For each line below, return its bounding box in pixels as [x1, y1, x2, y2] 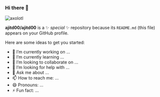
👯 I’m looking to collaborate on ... [12, 59, 79, 65]
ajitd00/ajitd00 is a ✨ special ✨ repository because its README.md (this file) [5, 25, 155, 31]
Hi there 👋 [5, 4, 29, 11]
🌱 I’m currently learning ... [12, 54, 64, 60]
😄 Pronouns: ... [12, 82, 44, 88]
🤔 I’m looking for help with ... [12, 65, 70, 70]
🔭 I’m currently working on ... [12, 49, 70, 55]
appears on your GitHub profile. [5, 30, 69, 36]
